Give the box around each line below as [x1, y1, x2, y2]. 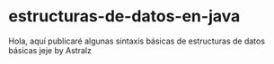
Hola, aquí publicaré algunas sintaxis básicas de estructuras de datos [8, 36, 266, 46]
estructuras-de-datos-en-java [8, 6, 241, 27]
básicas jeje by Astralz [8, 44, 92, 55]
